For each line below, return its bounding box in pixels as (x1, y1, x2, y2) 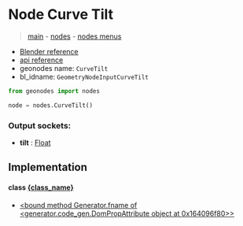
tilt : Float (19, 138, 51, 147)
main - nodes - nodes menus (27, 31, 122, 41)
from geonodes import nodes (8, 87, 101, 95)
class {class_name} (8, 183, 74, 192)
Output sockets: (8, 120, 72, 131)
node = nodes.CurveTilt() (8, 101, 93, 109)
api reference (19, 55, 64, 65)
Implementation (8, 161, 88, 174)
